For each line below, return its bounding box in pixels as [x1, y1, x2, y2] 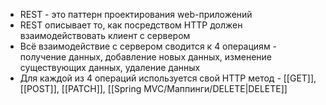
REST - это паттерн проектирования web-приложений [19, 9, 253, 20]
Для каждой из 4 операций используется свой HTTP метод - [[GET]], [19, 72, 317, 84]
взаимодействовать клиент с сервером [19, 30, 191, 41]
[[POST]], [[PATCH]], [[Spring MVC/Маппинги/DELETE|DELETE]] [19, 83, 288, 94]
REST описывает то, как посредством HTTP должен [19, 19, 243, 31]
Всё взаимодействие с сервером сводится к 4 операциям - [19, 40, 278, 52]
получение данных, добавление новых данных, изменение [19, 51, 273, 63]
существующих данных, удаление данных [19, 62, 201, 73]
